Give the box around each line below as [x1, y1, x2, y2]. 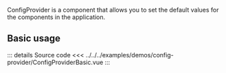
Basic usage [7, 33, 60, 44]
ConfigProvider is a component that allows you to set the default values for [7, 6, 219, 14]
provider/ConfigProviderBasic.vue [7, 58, 104, 66]
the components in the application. [7, 13, 106, 21]
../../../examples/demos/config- [85, 50, 174, 59]
